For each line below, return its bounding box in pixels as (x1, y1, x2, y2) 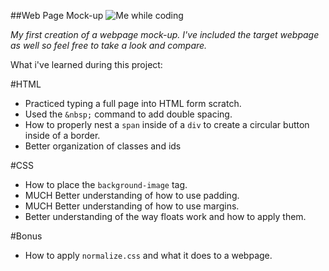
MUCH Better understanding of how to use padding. (24, 190, 240, 201)
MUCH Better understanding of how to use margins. (24, 200, 240, 212)
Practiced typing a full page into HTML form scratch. (24, 98, 242, 109)
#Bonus (10, 230, 43, 242)
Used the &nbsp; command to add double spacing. (24, 108, 233, 120)
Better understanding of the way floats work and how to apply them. (24, 211, 307, 222)
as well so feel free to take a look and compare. (10, 40, 208, 51)
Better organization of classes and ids (24, 140, 182, 152)
